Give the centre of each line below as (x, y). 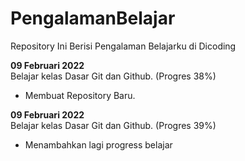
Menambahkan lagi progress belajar (98, 144)
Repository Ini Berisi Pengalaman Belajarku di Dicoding (123, 46)
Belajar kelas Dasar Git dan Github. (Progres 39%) (113, 125)
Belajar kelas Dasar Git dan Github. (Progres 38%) (113, 76)
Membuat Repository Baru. (80, 95)
